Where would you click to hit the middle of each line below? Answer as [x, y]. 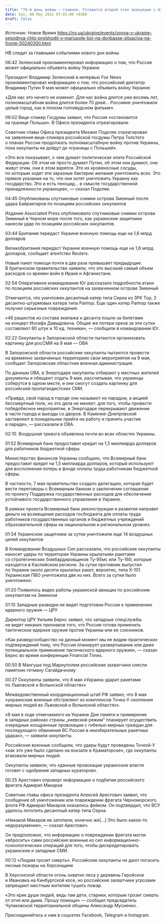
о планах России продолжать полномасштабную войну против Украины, [82, 143]
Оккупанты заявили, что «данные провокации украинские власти [75, 765]
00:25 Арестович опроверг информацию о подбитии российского [75, 780]
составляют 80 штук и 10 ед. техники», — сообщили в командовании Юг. [83, 328]
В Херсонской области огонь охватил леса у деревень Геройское [75, 875]
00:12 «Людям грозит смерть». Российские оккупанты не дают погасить [82, 860]
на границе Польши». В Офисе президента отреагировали [67, 123]
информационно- [122, 840]
